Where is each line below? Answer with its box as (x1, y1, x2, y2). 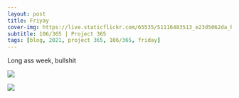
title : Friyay (7, 17, 50, 24)
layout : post (7, 10, 46, 18)
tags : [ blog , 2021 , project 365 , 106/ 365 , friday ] (7, 37, 161, 44)
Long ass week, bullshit (7, 56, 77, 65)
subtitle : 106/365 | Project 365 (7, 30, 107, 38)
